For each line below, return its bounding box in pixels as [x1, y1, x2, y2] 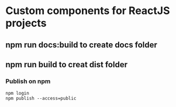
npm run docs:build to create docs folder [5, 40, 157, 50]
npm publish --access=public [5, 95, 77, 102]
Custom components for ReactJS [5, 4, 170, 18]
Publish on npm [5, 77, 51, 85]
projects [5, 16, 47, 30]
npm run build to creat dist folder [5, 60, 128, 70]
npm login [5, 91, 30, 96]
